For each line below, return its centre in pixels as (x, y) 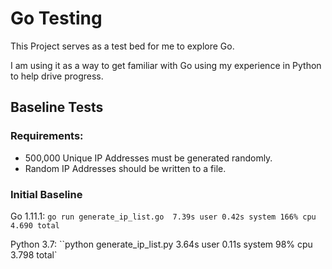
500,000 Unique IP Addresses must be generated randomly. (148, 158)
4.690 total (35, 225)
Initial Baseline (46, 194)
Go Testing (56, 18)
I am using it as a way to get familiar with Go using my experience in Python (166, 65)
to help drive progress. (57, 76)
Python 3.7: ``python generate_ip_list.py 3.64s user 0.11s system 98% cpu (161, 244)
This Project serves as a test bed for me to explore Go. (122, 46)
